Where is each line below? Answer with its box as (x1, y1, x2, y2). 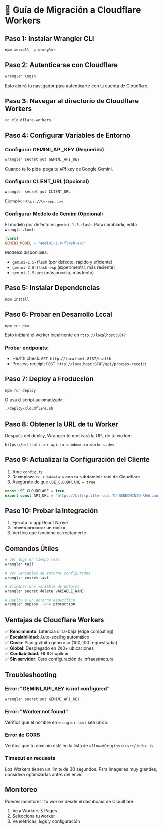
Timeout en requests (5, 755, 56, 762)
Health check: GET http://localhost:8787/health (12, 355, 111, 361)
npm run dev (5, 323, 29, 328)
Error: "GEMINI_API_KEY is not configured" (5, 685, 110, 692)
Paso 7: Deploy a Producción (5, 375, 94, 383)
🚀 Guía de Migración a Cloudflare (5, 4, 141, 16)
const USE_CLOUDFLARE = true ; (5, 488, 67, 493)
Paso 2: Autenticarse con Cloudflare (5, 61, 118, 69)
